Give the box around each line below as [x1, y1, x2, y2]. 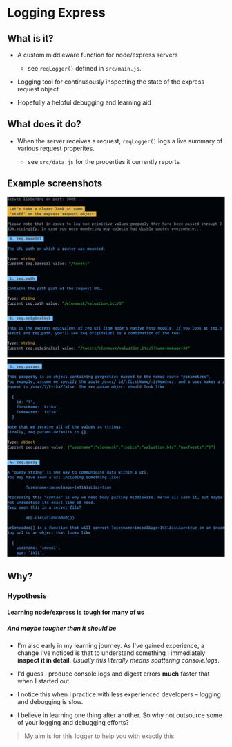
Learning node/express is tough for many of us [7, 608, 145, 617]
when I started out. [17, 677, 71, 685]
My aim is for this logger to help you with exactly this [23, 732, 175, 740]
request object [17, 85, 59, 93]
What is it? [7, 33, 54, 44]
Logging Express [7, 5, 106, 21]
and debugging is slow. [17, 698, 84, 706]
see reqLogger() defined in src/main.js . [27, 64, 142, 72]
